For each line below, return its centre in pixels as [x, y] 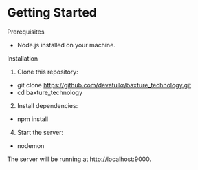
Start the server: [40, 132]
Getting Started [52, 13]
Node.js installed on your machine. [66, 45]
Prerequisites [26, 32]
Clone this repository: [47, 72]
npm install [33, 119]
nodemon [31, 145]
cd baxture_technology [50, 92]
